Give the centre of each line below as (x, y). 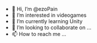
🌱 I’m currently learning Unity (47, 21)
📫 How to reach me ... (39, 34)
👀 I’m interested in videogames (49, 15)
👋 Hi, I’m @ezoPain (34, 9)
